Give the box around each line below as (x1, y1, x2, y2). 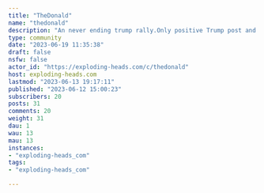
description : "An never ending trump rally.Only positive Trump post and (8, 26, 257, 34)
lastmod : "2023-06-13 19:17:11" (8, 78, 115, 85)
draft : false (8, 48, 51, 56)
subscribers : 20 (8, 93, 62, 100)
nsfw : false (8, 56, 47, 64)
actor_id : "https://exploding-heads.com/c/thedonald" (8, 63, 190, 71)
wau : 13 (8, 129, 34, 137)
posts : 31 (8, 100, 41, 108)
